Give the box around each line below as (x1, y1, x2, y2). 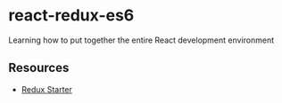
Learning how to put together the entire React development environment (8, 35, 275, 45)
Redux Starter (21, 83, 73, 94)
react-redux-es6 (8, 5, 135, 26)
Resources (8, 60, 70, 75)
